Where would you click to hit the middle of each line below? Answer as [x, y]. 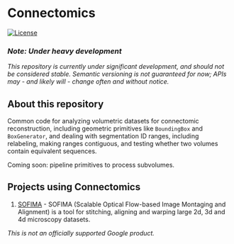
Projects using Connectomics [74, 187]
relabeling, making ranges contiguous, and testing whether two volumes [113, 144]
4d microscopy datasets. [54, 219]
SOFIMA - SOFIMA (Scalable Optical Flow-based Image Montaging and [122, 204]
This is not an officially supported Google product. [81, 233]
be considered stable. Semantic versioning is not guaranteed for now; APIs [117, 74]
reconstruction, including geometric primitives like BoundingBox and [105, 128]
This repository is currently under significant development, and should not [116, 67]
